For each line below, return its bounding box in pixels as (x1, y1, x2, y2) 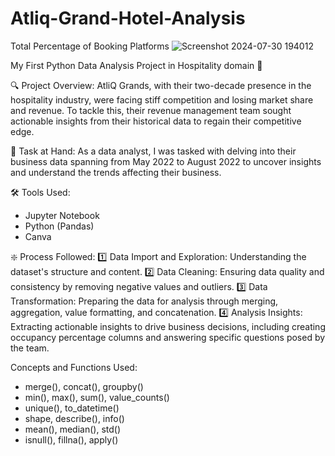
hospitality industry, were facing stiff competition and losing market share (10, 93, 314, 106)
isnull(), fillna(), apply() (24, 433, 119, 446)
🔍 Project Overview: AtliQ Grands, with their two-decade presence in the (10, 79, 312, 91)
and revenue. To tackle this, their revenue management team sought (10, 104, 292, 116)
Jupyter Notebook (24, 209, 100, 221)
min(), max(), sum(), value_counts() (24, 391, 170, 403)
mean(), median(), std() (24, 423, 121, 435)
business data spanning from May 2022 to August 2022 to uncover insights (10, 155, 322, 167)
